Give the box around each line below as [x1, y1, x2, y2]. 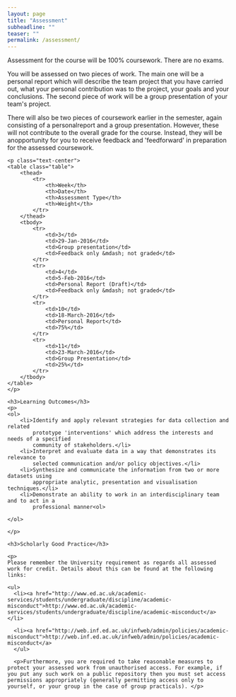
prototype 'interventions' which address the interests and [33, 429, 213, 437]
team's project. [7, 100, 52, 108]
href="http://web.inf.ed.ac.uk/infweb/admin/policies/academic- [35, 627, 230, 635]
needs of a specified [7, 435, 71, 443]
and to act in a [7, 498, 55, 505]
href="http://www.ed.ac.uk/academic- [35, 590, 147, 597]
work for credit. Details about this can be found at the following [7, 566, 213, 573]
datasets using [7, 473, 52, 480]
